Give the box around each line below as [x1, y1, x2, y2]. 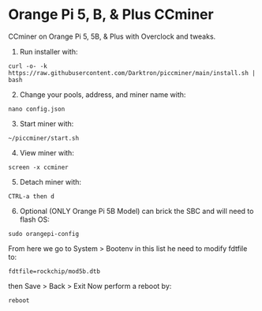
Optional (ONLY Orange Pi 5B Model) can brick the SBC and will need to [19, 206, 254, 215]
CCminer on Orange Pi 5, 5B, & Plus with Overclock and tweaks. [8, 32, 216, 41]
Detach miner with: [19, 177, 81, 186]
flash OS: [19, 215, 50, 224]
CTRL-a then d [8, 192, 55, 200]
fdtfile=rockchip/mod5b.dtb [8, 267, 101, 275]
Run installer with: [19, 47, 78, 56]
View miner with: [19, 148, 75, 157]
